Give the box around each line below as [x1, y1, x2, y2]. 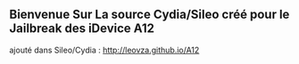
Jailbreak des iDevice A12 [9, 21, 154, 36]
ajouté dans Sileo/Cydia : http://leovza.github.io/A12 [9, 44, 200, 55]
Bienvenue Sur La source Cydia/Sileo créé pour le [9, 7, 290, 22]
